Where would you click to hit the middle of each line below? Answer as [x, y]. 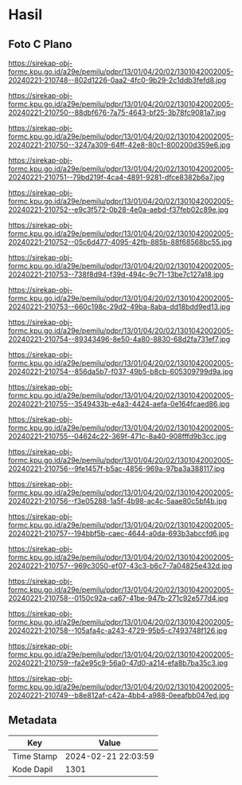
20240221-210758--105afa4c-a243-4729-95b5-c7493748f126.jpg [118, 630]
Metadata [33, 720]
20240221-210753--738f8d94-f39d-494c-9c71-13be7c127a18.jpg [116, 274]
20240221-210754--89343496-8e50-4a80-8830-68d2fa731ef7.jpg [119, 339]
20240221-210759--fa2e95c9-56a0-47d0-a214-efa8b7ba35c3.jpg [118, 663]
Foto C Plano [40, 44]
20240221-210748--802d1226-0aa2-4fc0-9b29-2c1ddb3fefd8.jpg [117, 80]
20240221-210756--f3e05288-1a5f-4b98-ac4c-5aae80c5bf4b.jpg [118, 501]
